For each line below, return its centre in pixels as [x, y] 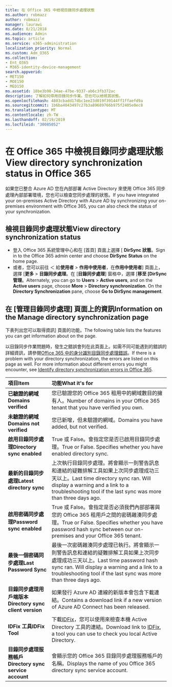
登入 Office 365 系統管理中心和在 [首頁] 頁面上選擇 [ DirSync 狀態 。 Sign [89, 250]
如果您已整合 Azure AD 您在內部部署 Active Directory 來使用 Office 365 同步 [85, 188]
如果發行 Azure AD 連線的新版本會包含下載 [103, 593]
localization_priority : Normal [39, 48]
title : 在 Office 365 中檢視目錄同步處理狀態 [50, 10]
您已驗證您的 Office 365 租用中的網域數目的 [104, 393]
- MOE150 [15, 82]
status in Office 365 [48, 174]
